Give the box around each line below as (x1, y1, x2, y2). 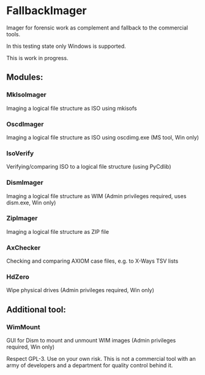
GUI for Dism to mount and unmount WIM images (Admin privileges (6, 337, 176, 344)
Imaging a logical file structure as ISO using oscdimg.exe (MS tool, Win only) (6, 133, 199, 141)
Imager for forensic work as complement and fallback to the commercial (6, 24, 188, 31)
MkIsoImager (6, 90, 47, 99)
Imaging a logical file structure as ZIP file (6, 228, 109, 235)
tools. (6, 30, 21, 37)
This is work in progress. (6, 54, 69, 61)
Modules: (6, 72, 43, 83)
